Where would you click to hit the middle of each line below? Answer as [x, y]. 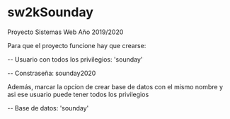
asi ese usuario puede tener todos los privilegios [78, 94]
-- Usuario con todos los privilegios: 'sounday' [75, 59]
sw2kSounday [51, 12]
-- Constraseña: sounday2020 [52, 73]
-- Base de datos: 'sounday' [48, 108]
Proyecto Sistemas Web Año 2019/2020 [65, 32]
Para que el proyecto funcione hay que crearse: [77, 45]
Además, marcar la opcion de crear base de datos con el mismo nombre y [115, 86]
